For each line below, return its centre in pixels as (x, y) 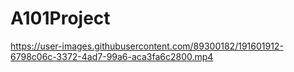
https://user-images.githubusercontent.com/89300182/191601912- (147, 46)
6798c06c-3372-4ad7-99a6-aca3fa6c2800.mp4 (112, 56)
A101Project (60, 18)
